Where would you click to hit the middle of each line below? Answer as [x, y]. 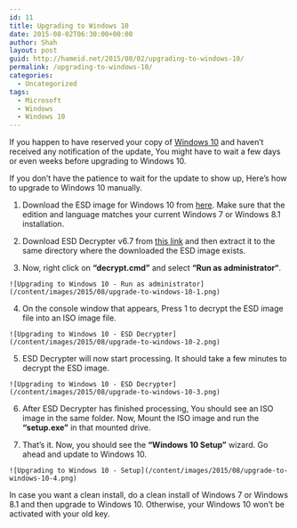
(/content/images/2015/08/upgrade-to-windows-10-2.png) [115, 342]
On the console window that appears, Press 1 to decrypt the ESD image [153, 309]
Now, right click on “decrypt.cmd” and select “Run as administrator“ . [152, 268]
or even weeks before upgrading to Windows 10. [98, 161]
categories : [31, 76]
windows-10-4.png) [43, 479]
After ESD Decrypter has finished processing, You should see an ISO [148, 409]
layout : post [33, 51]
